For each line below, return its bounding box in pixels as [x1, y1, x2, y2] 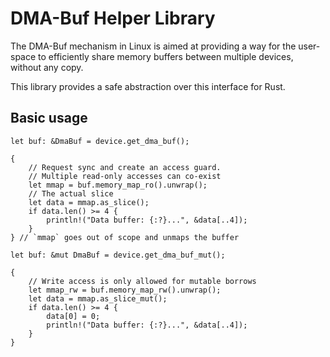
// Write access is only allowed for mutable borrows [28, 276, 257, 286]
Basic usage [10, 110, 88, 127]
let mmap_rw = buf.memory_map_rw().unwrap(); [28, 285, 222, 295]
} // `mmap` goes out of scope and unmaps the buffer [10, 232, 240, 242]
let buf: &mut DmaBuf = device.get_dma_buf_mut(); [10, 250, 226, 260]
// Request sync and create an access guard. [28, 162, 222, 172]
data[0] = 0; [46, 311, 101, 321]
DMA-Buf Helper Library [10, 7, 216, 30]
